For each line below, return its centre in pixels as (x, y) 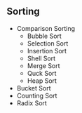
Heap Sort (42, 81)
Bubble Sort (45, 36)
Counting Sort (37, 95)
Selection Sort (48, 43)
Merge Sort (43, 65)
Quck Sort (42, 73)
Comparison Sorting (46, 28)
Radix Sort (32, 103)
